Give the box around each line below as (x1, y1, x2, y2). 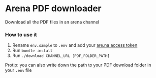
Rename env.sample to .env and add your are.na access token (12, 42, 138, 48)
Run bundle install (12, 47, 53, 54)
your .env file (5, 67, 32, 73)
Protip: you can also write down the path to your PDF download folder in (5, 62, 152, 68)
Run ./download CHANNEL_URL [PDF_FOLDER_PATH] (12, 53, 110, 58)
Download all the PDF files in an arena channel (5, 19, 99, 25)
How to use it (5, 31, 37, 38)
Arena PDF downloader (5, 3, 102, 14)
